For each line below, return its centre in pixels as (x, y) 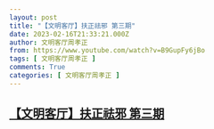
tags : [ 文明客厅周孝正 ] (53, 59)
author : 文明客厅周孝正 (49, 42)
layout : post (33, 17)
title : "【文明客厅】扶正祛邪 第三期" (73, 26)
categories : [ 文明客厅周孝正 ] (65, 76)
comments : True (37, 68)
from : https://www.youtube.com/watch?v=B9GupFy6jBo (107, 51)
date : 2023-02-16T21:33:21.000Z (69, 34)
